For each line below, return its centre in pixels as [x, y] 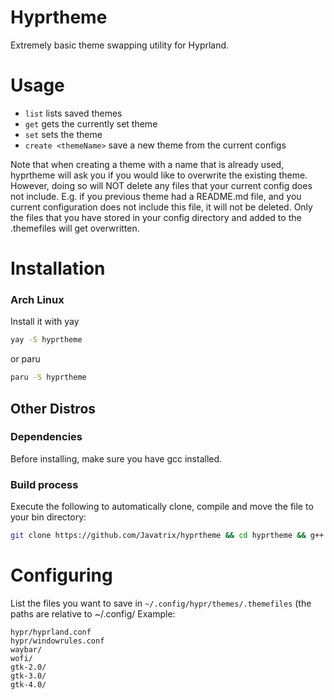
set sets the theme [63, 134]
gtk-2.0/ [28, 667]
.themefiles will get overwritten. [75, 228]
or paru [25, 359]
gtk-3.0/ [28, 676]
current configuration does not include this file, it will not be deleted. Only [161, 207]
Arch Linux [37, 299]
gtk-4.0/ [28, 684]
